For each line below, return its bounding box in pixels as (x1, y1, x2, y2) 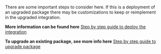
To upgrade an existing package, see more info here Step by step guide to (5, 38, 156, 44)
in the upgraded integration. (5, 15, 61, 20)
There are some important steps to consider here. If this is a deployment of (5, 4, 156, 10)
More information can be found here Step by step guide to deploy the (5, 24, 146, 30)
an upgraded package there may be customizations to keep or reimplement (5, 9, 156, 15)
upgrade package (5, 44, 41, 49)
